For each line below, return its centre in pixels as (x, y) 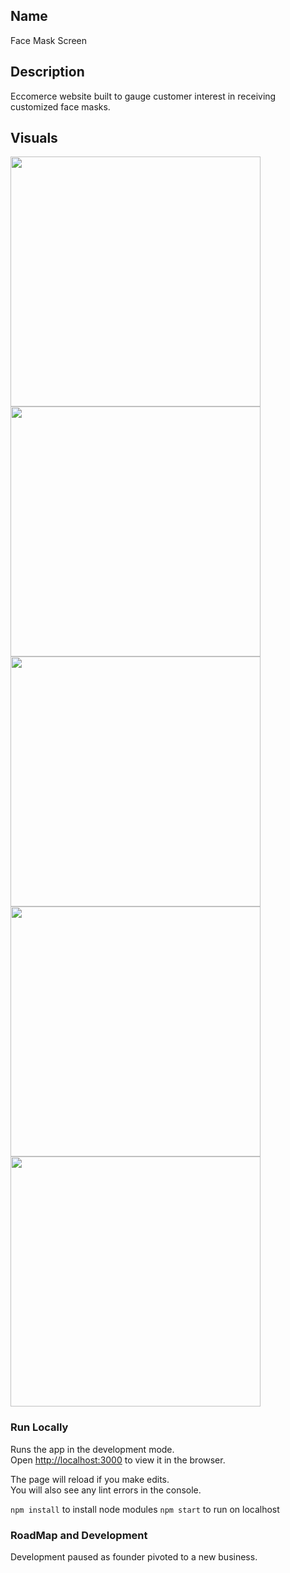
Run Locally (39, 1427)
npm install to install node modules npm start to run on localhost (145, 1509)
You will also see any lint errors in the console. (106, 1490)
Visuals (34, 138)
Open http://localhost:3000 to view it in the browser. (118, 1460)
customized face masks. (60, 106)
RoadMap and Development (79, 1535)
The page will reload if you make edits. (90, 1479)
